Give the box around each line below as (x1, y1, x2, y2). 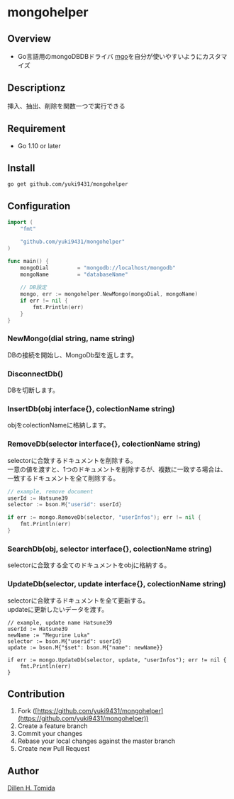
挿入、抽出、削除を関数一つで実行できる (7, 101, 126, 110)
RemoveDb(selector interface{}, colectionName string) (7, 439, 201, 449)
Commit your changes (17, 730, 83, 738)
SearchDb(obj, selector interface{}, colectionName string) (7, 544, 213, 554)
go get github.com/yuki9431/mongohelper (7, 181, 129, 188)
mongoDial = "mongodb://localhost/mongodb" (20, 264, 176, 272)
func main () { (7, 257, 50, 264)
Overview (7, 33, 52, 45)
